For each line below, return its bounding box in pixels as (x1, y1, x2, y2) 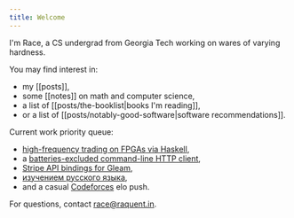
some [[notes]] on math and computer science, (21, 90, 195, 101)
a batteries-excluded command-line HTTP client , (21, 152, 202, 164)
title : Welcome (9, 12, 66, 22)
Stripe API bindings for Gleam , (21, 162, 133, 173)
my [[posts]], (21, 81, 70, 91)
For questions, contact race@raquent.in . (9, 199, 157, 209)
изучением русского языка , (21, 172, 128, 183)
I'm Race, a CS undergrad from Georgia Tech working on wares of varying (9, 37, 281, 48)
